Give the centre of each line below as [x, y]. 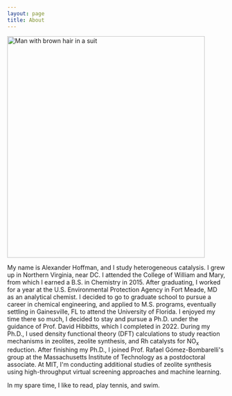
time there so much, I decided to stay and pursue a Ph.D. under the [103, 318]
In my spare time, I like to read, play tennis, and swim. [84, 386]
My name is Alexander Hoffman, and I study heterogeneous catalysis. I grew [116, 267]
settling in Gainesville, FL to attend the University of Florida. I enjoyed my [111, 312]
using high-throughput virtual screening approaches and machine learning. [114, 372]
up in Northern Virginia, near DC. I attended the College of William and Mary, [116, 275]
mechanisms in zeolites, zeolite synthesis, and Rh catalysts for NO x [103, 342]
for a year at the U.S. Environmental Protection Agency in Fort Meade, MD [113, 289]
